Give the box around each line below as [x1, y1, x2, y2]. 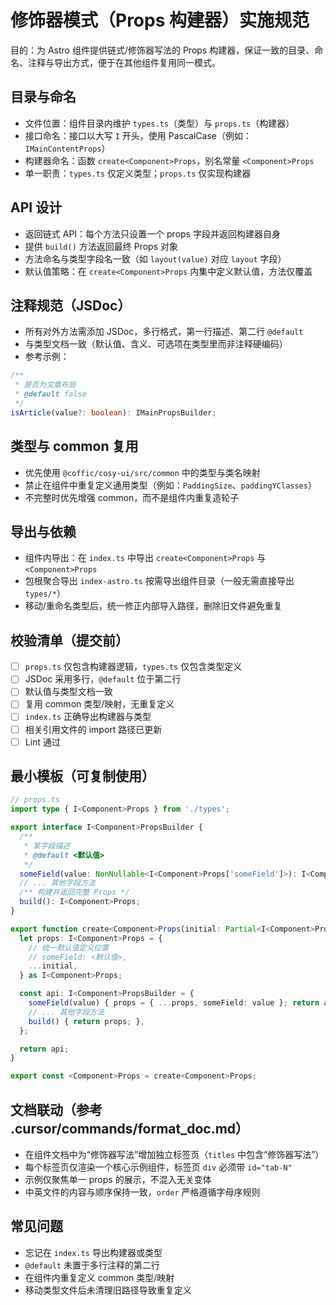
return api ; [19, 1044, 70, 1054]
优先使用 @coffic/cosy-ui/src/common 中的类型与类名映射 [24, 466, 261, 478]
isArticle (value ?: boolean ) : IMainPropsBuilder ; [10, 407, 217, 418]
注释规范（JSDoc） [10, 297, 132, 314]
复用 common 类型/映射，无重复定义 [24, 698, 175, 710]
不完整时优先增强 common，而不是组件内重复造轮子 [24, 491, 240, 503]
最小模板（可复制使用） [10, 768, 155, 785]
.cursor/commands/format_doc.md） [10, 1120, 250, 1137]
